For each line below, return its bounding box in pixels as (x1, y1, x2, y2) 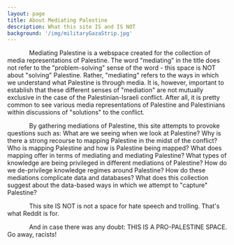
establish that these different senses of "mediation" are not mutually (7, 86, 204, 94)
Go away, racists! (7, 230, 57, 239)
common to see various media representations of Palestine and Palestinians (7, 101, 226, 109)
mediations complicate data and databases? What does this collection (7, 174, 209, 182)
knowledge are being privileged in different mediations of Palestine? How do (7, 158, 227, 168)
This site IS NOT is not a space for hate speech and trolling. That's (29, 202, 220, 210)
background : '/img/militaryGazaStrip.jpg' (7, 29, 133, 37)
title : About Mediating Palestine (7, 17, 108, 24)
